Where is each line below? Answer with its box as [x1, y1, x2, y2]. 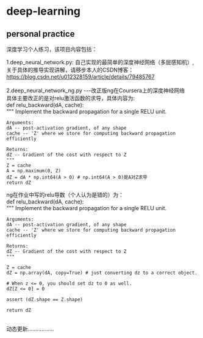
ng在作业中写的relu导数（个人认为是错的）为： [6, 191, 124, 198]
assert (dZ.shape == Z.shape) [6, 296, 84, 303]
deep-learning [6, 4, 81, 18]
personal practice [6, 29, 75, 39]
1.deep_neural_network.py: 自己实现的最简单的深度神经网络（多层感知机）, [6, 59, 194, 65]
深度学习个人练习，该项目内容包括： [6, 46, 98, 53]
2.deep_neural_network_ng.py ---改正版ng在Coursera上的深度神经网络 [6, 87, 185, 94]
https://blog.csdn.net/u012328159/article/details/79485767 [6, 73, 155, 80]
